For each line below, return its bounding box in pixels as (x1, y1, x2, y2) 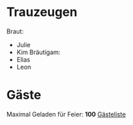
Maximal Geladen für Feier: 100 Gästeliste (6, 110, 126, 118)
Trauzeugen (6, 4, 78, 20)
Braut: (6, 27, 24, 35)
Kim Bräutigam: (16, 48, 61, 56)
